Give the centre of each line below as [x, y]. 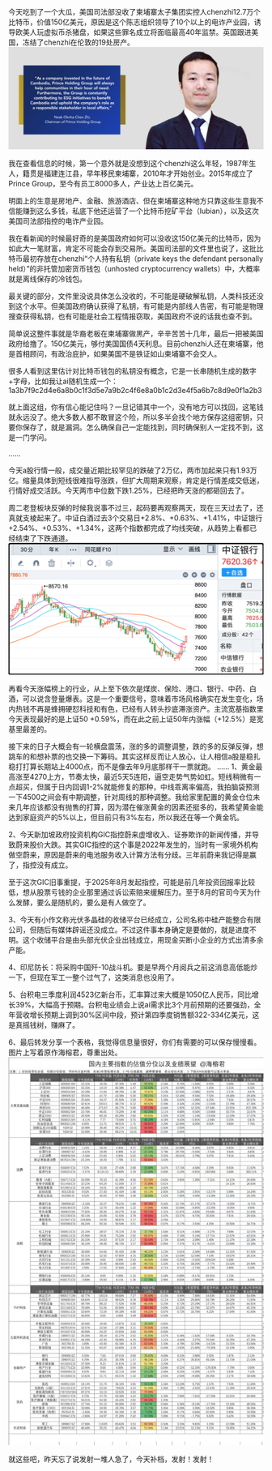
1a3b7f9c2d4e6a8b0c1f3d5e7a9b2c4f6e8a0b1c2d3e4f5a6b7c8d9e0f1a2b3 [135, 391]
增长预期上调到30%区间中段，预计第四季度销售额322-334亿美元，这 [144, 1015]
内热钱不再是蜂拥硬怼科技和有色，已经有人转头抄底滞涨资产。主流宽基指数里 [136, 709]
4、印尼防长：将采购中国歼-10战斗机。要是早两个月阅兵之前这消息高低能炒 [133, 968]
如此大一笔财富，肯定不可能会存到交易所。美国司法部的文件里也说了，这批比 [136, 249]
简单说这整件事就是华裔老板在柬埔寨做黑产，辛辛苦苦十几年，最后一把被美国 [136, 334]
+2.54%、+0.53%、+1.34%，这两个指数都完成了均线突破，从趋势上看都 [129, 528]
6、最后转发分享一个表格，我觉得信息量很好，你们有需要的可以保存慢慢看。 [135, 1042]
